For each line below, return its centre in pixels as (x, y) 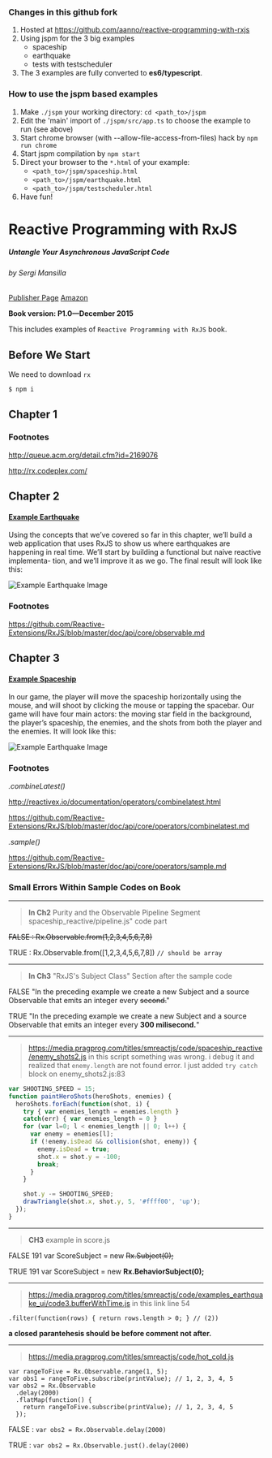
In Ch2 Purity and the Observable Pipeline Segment (114, 912)
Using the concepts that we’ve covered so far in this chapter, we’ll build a (130, 535)
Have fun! (36, 197)
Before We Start (49, 355)
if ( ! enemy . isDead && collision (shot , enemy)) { (113, 1142)
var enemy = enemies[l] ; (72, 1134)
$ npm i (21, 389)
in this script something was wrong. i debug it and (171, 1056)
